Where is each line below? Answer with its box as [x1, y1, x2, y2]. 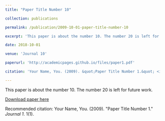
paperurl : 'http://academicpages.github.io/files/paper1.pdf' [5, 60, 135, 65]
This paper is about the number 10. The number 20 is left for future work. [5, 87, 153, 93]
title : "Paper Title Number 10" [5, 7, 71, 12]
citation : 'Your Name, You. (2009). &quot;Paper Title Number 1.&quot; [5, 69, 155, 74]
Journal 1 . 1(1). [5, 111, 34, 117]
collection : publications [5, 16, 58, 21]
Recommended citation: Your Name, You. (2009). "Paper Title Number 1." [5, 106, 153, 112]
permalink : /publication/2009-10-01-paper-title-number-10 [5, 25, 129, 30]
